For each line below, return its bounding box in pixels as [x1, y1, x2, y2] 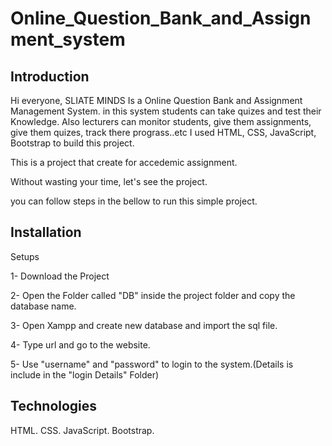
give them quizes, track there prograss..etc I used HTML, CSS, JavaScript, [10, 127, 317, 138]
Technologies [10, 398, 98, 415]
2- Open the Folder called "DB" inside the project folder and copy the [10, 289, 296, 301]
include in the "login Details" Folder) [10, 368, 160, 381]
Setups [10, 250, 40, 262]
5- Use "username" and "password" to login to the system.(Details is [10, 358, 294, 370]
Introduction [10, 68, 90, 85]
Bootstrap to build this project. [10, 137, 135, 149]
